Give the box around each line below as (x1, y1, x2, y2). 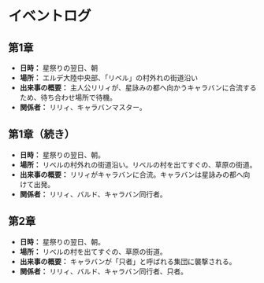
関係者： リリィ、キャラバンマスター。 (19, 103, 147, 112)
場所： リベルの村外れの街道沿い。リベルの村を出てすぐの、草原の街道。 (19, 160, 257, 169)
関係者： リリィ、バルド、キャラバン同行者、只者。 (19, 266, 188, 276)
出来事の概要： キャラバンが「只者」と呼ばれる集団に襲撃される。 (19, 256, 236, 266)
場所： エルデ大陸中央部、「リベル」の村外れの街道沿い (19, 73, 199, 83)
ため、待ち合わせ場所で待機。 (19, 93, 117, 102)
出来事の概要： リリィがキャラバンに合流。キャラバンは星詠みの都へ (19, 170, 244, 179)
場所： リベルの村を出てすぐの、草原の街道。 (19, 247, 167, 256)
